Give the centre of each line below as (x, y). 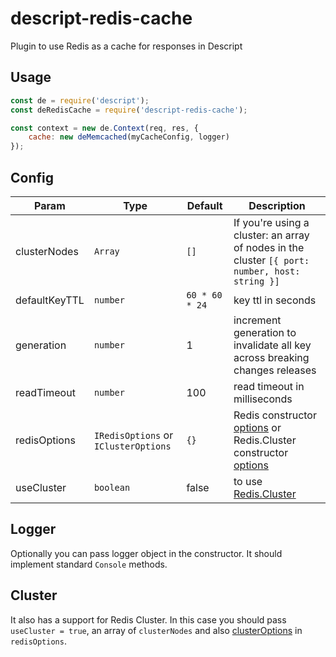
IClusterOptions (132, 446)
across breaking (271, 357)
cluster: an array (271, 235)
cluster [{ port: (271, 260)
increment (257, 320)
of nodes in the (269, 247)
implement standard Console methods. (89, 564)
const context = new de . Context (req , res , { (104, 128)
